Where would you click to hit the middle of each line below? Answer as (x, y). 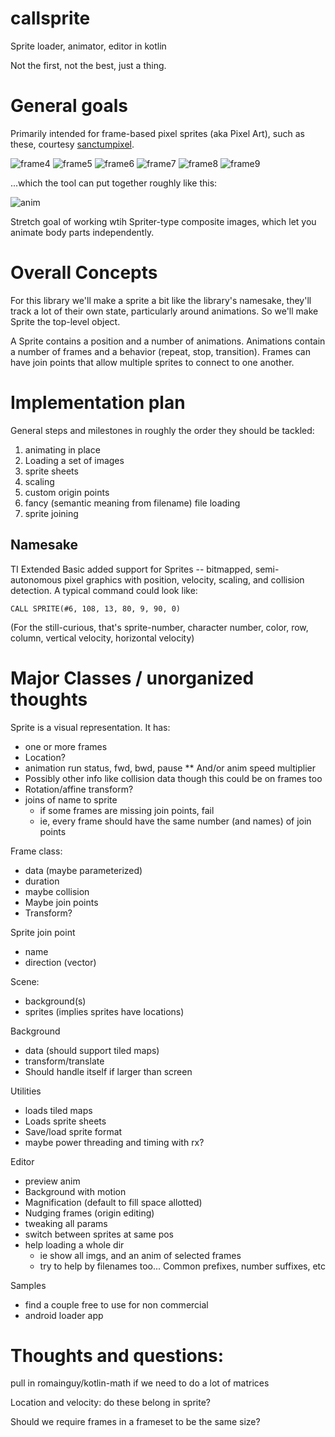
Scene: (25, 981)
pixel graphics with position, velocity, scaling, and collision (184, 579)
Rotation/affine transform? (79, 789)
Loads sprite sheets (65, 1121)
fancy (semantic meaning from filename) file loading (132, 503)
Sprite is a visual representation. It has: (90, 727)
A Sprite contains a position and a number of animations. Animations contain (168, 341)
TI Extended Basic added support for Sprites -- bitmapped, (131, 569)
